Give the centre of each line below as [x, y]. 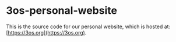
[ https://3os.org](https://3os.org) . [46, 32]
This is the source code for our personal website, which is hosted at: [88, 26]
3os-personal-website [62, 11]
